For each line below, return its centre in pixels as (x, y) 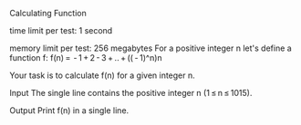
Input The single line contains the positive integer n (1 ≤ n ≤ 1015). (131, 93)
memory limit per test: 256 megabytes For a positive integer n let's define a (150, 48)
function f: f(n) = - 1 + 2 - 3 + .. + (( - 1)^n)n (86, 58)
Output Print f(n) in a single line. (69, 111)
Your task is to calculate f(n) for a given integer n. (103, 75)
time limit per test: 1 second (61, 30)
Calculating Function (48, 13)
